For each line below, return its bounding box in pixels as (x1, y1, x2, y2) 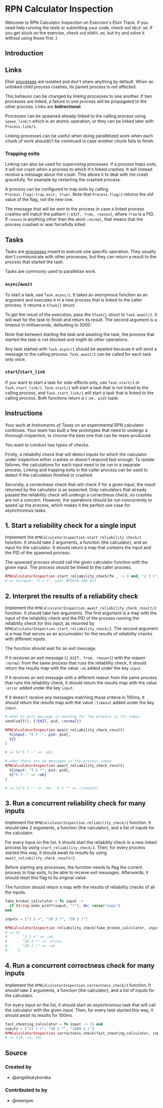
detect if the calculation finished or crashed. (5, 472, 94, 478)
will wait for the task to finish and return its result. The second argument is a (5, 317, 157, 323)
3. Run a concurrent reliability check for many (5, 799, 146, 807)
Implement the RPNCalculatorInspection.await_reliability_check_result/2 (5, 605, 157, 611)
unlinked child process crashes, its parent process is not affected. (5, 84, 137, 90)
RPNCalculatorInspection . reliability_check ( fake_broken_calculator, (5, 925, 147, 930)
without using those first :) (5, 35, 58, 41)
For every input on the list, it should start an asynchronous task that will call (5, 1002, 156, 1008)
